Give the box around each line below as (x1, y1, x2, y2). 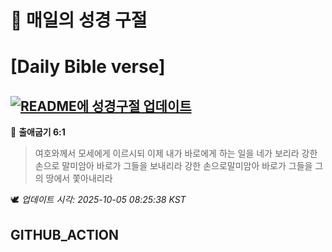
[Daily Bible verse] (10, 56, 166, 78)
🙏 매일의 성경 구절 (10, 9, 148, 32)
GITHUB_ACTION (10, 226, 120, 243)
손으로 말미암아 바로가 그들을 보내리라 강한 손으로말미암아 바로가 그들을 (34, 160, 313, 172)
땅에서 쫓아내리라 (45, 172, 113, 185)
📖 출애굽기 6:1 (10, 126, 66, 138)
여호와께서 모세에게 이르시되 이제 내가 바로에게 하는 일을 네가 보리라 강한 (34, 147, 318, 160)
